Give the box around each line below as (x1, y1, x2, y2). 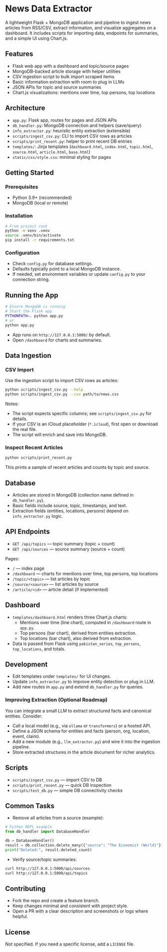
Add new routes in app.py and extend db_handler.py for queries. (12, 684, 144, 690)
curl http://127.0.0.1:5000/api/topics (5, 870, 88, 876)
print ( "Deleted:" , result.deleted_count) (5, 847, 92, 852)
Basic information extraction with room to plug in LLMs (12, 79, 125, 85)
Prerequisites (5, 183, 38, 190)
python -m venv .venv (5, 228, 50, 233)
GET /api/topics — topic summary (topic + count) (12, 540, 115, 546)
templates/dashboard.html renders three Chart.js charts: (12, 614, 128, 620)
